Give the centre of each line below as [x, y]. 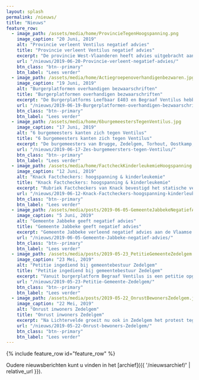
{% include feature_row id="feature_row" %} [61, 354]
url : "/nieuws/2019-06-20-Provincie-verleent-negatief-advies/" [98, 61]
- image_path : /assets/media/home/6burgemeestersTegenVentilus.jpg [97, 122]
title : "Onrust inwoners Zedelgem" [61, 315]
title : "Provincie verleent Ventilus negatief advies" [86, 50]
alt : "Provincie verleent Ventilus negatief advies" [83, 45]
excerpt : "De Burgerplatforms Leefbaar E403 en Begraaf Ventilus [99, 100]
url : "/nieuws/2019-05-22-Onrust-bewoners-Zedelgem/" [84, 326]
